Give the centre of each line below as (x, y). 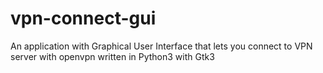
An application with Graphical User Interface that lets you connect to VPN (161, 46)
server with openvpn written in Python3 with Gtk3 (112, 56)
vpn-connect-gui (83, 18)
